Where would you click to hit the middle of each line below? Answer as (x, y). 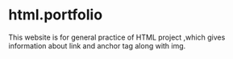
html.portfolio (56, 15)
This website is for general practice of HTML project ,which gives (117, 37)
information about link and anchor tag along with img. (97, 45)
